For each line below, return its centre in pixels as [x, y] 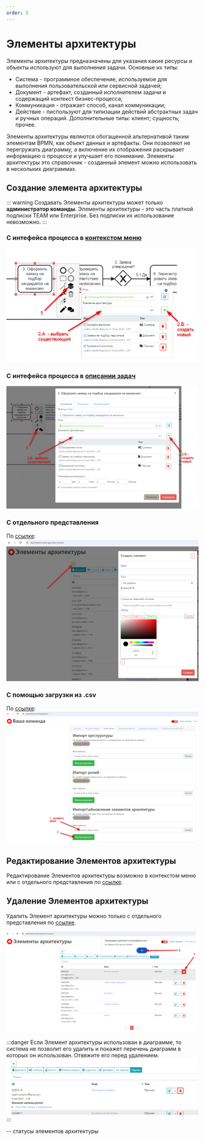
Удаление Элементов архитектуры [77, 901]
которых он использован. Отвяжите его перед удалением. [83, 1056]
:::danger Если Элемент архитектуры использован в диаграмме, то [94, 1042]
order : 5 [17, 13]
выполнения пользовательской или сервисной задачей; [88, 85]
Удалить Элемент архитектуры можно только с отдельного [84, 916]
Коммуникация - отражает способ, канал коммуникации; [90, 105]
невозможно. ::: [27, 222]
